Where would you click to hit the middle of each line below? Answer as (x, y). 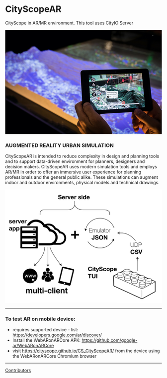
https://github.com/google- (110, 340)
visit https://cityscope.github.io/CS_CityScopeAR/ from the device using (86, 351)
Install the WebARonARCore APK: (46, 340)
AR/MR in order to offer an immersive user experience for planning (73, 172)
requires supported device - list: (45, 329)
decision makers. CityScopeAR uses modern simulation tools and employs (81, 166)
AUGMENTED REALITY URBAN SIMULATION (60, 145)
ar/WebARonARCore (33, 345)
